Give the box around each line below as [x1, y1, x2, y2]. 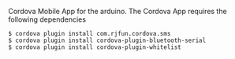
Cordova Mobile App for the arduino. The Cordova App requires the [8, 7, 227, 16]
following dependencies [8, 15, 87, 24]
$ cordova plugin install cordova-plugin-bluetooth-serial [8, 36, 207, 44]
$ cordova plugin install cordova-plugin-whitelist [8, 43, 181, 51]
